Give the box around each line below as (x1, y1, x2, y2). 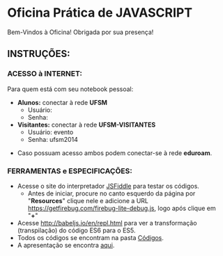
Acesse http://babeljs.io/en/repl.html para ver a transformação (17, 218, 197, 227)
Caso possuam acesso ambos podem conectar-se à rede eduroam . (17, 148, 213, 157)
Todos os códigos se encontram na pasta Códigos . (17, 233, 164, 241)
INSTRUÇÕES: (7, 48, 70, 60)
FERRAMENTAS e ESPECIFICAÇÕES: (7, 166, 132, 175)
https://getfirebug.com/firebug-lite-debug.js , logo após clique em (27, 204, 216, 212)
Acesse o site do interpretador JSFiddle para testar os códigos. (17, 182, 200, 190)
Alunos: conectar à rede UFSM (17, 98, 108, 106)
